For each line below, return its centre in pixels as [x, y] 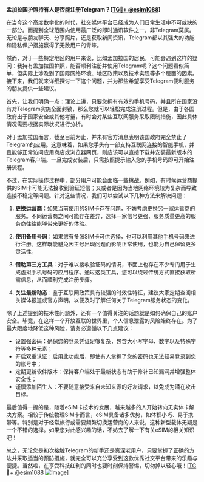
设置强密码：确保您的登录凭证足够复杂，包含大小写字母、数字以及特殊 [103, 341]
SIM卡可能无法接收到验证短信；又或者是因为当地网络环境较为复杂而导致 [107, 188]
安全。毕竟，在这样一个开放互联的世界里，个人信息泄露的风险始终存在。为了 [102, 321]
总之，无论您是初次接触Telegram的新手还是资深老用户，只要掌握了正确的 [98, 450]
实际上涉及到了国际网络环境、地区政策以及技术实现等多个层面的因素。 [110, 73]
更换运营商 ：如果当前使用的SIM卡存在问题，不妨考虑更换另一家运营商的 [105, 208]
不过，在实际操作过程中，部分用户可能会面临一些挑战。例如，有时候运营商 [99, 180]
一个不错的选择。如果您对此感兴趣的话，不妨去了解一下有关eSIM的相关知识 [100, 430]
